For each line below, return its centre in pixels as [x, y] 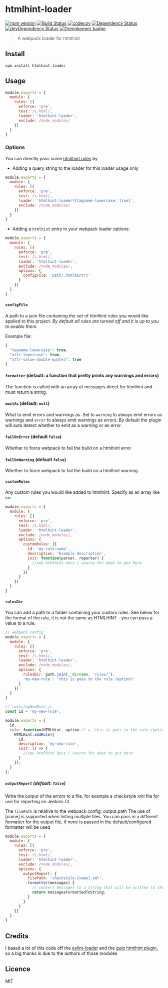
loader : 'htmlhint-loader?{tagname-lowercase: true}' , [77, 200]
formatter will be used [28, 827]
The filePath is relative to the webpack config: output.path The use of [78, 811]
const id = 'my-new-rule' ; [33, 712]
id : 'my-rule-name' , [49, 549]
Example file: [18, 336]
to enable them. [21, 326]
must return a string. [26, 392]
